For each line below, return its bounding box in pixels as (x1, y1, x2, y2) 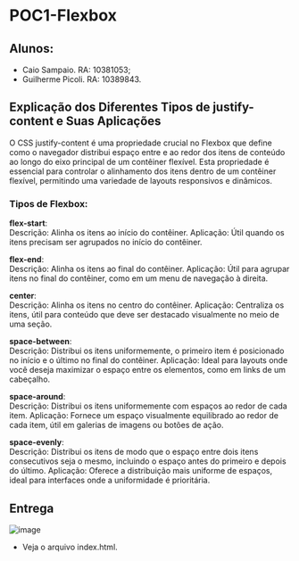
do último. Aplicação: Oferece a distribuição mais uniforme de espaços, (9, 466, 273, 476)
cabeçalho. (9, 374, 51, 384)
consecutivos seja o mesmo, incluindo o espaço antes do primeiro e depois (9, 456, 287, 466)
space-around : (9, 392, 66, 402)
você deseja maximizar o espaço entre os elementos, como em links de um (9, 365, 287, 375)
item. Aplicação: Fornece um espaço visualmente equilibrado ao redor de (9, 410, 279, 421)
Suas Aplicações (65, 113, 162, 129)
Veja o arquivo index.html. (21, 541, 118, 552)
